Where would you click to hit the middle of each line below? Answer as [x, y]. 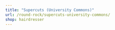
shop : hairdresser [25, 19]
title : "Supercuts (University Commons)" [50, 10]
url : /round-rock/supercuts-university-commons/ [58, 15]
